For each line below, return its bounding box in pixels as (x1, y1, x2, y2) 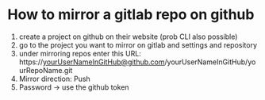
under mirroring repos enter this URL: (18, 48, 142, 58)
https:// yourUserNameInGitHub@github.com (18, 57, 165, 67)
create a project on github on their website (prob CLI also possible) (18, 32, 238, 41)
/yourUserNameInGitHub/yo (164, 57, 256, 67)
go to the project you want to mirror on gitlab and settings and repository (18, 40, 258, 49)
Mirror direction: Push (18, 74, 90, 83)
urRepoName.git (18, 65, 73, 75)
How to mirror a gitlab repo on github (7, 6, 255, 24)
